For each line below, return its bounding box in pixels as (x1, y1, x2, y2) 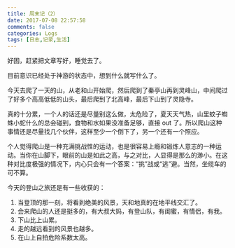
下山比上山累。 (17, 216, 61, 224)
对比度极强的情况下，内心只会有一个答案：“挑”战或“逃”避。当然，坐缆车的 (13, 160, 227, 168)
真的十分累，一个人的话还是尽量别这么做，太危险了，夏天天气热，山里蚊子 (7, 110, 222, 118)
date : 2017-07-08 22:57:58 (7, 17, 86, 24)
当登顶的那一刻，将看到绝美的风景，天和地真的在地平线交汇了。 (17, 198, 201, 207)
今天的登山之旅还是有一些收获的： (7, 184, 106, 192)
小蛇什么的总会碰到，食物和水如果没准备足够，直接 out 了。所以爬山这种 (13, 118, 222, 127)
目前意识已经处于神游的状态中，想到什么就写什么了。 (7, 71, 161, 80)
